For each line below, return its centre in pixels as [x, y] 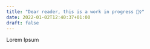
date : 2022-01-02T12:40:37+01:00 [48, 17]
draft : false [23, 23]
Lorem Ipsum [23, 40]
